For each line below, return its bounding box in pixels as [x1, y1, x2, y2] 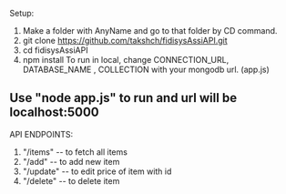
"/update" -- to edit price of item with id [22, 166, 172, 177]
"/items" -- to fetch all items [22, 146, 128, 158]
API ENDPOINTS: [9, 128, 74, 139]
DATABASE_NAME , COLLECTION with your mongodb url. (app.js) [22, 64, 271, 75]
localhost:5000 [9, 105, 99, 120]
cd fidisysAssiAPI [22, 45, 88, 56]
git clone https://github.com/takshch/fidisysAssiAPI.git [22, 36, 228, 46]
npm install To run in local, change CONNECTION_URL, [22, 55, 230, 65]
